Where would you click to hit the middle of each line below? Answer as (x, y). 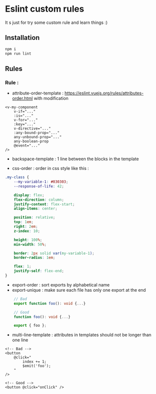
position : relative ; (35, 218)
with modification (51, 98)
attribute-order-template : (38, 93)
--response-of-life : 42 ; (39, 186)
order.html (22, 98)
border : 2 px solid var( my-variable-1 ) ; (54, 253)
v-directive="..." (32, 129)
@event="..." (27, 146)
